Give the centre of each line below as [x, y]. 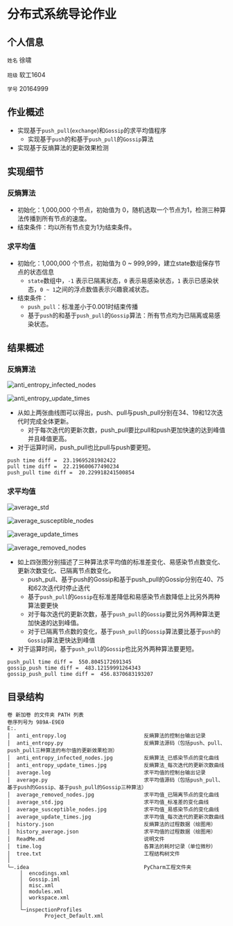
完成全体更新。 [51, 422]
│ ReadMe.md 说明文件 [86, 839]
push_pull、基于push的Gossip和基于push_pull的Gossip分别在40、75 [126, 579]
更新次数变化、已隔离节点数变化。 [66, 570]
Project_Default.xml [74, 916]
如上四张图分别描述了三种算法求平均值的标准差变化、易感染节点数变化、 [120, 562]
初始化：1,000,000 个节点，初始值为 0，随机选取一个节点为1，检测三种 [118, 210]
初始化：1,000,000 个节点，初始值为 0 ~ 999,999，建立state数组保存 [116, 263]
